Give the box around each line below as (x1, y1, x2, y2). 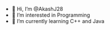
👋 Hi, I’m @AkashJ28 (11, 6, 63, 12)
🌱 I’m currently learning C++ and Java (11, 18, 105, 24)
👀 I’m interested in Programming (11, 12, 90, 18)
